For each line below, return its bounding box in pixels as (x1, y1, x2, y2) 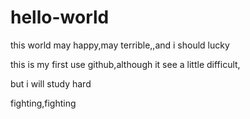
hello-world (10, 6, 110, 29)
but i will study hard (10, 77, 92, 90)
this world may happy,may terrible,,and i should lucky (10, 39, 230, 51)
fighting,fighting (10, 97, 77, 109)
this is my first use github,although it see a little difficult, (10, 58, 241, 70)
